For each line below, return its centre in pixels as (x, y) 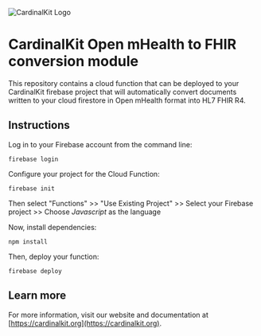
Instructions (39, 125)
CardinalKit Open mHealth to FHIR (123, 45)
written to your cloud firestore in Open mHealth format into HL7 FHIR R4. (127, 100)
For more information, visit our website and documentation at (108, 315)
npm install (28, 242)
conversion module (74, 62)
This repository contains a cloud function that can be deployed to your (124, 83)
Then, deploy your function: (54, 256)
